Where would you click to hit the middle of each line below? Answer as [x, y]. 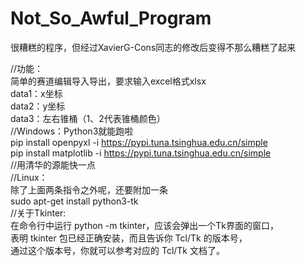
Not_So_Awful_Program [111, 18]
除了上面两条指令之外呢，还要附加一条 [89, 189]
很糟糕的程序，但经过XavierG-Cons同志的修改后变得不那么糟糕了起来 [153, 47]
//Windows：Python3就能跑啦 [72, 131]
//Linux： [29, 177]
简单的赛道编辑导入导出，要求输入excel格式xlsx [108, 81]
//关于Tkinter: [38, 213]
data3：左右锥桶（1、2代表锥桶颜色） [88, 118]
